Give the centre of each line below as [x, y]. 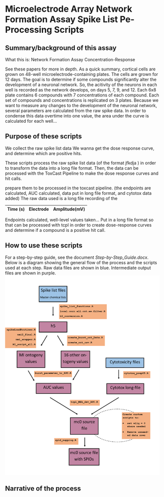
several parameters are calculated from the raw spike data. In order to [76, 111]
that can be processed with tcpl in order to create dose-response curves [78, 225]
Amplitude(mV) [69, 209]
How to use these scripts [44, 246]
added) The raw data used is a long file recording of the [61, 198]
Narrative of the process [43, 488]
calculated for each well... [31, 121]
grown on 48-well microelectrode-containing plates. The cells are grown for [82, 74]
